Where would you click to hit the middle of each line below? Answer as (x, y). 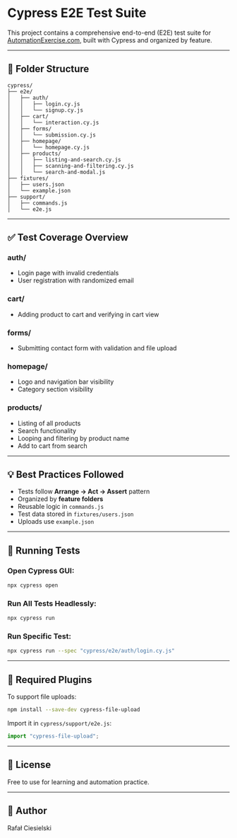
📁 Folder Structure (48, 69)
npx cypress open (33, 585)
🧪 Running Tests (44, 550)
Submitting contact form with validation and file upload (97, 348)
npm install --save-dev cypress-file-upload (74, 710)
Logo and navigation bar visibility (66, 382)
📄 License (29, 765)
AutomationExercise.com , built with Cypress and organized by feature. (110, 40)
